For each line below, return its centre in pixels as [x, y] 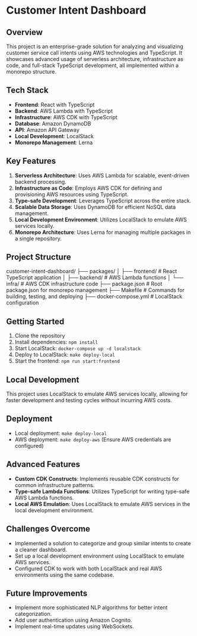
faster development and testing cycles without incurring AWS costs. [89, 400]
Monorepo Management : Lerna [54, 142]
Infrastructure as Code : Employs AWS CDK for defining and [88, 188]
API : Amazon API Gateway [47, 130]
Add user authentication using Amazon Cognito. [73, 620]
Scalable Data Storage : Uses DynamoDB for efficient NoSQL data [95, 207]
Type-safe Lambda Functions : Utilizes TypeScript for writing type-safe [102, 491]
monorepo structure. [31, 71]
